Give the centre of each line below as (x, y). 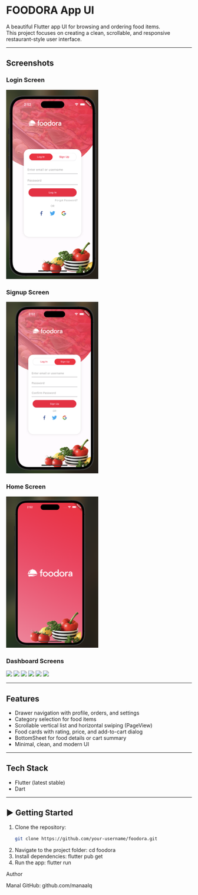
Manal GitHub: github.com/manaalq (49, 885)
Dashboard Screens (35, 661)
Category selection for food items (55, 719)
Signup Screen (28, 292)
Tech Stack (27, 768)
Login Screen (26, 80)
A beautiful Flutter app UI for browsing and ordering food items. (83, 27)
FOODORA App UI (50, 10)
